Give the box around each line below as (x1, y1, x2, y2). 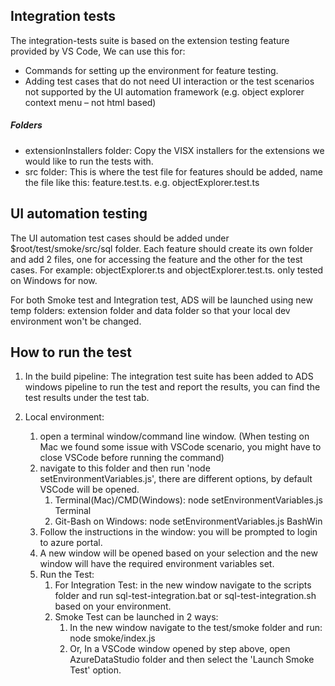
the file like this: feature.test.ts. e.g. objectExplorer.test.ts (24, 176, 260, 188)
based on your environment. (54, 600, 172, 613)
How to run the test (10, 344, 132, 361)
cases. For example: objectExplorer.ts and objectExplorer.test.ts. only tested (10, 264, 324, 276)
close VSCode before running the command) (39, 452, 225, 464)
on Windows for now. (10, 274, 98, 286)
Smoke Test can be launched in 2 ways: (54, 611, 219, 623)
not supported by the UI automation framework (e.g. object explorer (24, 85, 305, 98)
